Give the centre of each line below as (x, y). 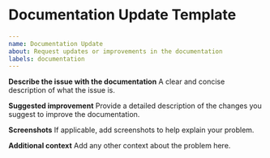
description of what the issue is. (62, 90)
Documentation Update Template (122, 15)
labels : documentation (47, 59)
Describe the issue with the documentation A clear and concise (117, 81)
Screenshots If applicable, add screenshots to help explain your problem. (131, 130)
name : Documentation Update (56, 44)
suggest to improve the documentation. (74, 114)
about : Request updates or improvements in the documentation (116, 51)
